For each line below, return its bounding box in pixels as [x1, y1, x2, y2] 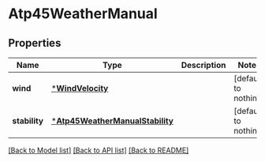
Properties [8, 36, 62, 50]
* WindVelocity [50, 83, 109, 93]
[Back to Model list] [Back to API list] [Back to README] [8, 145, 189, 155]
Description [181, 60, 226, 70]
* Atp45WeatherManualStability [50, 115, 174, 126]
